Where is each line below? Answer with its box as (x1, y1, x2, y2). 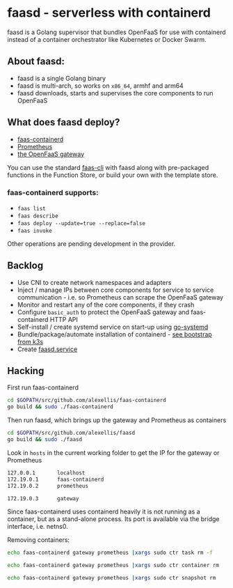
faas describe (17, 212, 58, 219)
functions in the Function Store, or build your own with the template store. (7, 171, 218, 179)
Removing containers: (7, 536, 70, 544)
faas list (17, 205, 47, 212)
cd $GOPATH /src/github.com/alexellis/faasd (7, 430, 136, 437)
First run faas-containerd (7, 383, 79, 392)
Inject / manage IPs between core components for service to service (17, 286, 214, 294)
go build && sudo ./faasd (7, 436, 82, 443)
